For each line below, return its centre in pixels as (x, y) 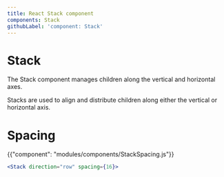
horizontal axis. (29, 107)
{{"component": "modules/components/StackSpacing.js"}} (91, 154)
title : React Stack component (51, 13)
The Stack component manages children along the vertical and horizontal (111, 79)
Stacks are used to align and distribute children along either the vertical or (112, 100)
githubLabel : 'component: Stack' (55, 26)
